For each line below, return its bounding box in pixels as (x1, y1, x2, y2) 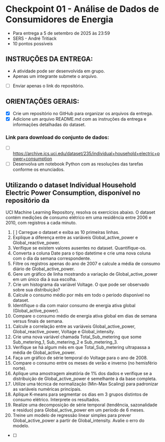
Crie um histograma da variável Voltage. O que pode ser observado (12, 282, 149, 287)
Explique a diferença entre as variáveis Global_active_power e (12, 234, 138, 240)
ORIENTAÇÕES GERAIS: (5, 97, 80, 106)
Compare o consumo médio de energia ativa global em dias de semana (12, 313, 157, 318)
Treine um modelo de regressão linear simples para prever (12, 412, 132, 418)
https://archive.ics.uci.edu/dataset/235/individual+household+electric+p (12, 151, 160, 157)
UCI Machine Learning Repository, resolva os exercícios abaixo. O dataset (5, 209, 156, 215)
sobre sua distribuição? (12, 286, 60, 292)
